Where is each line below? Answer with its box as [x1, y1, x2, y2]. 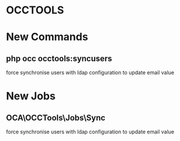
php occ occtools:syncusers [6, 53, 112, 63]
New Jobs [6, 90, 56, 103]
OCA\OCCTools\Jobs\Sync [6, 112, 106, 123]
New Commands [6, 30, 89, 44]
